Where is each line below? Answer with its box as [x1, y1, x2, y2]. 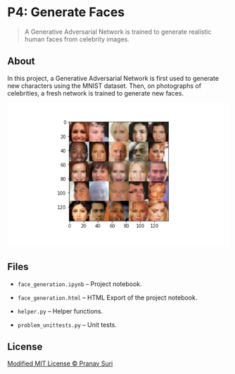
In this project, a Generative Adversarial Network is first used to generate [7, 74, 220, 82]
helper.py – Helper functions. [17, 307, 103, 315]
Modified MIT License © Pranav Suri [7, 359, 113, 368]
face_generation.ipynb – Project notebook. [17, 279, 142, 288]
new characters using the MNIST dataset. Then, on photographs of [7, 82, 202, 90]
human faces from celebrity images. [24, 34, 130, 43]
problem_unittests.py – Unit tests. [17, 321, 118, 329]
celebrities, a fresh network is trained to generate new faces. [7, 89, 184, 97]
